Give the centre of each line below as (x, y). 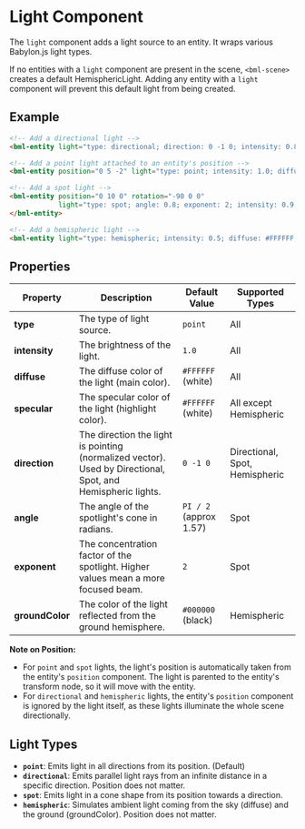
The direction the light (125, 435)
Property (42, 298)
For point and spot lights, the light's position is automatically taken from (157, 667)
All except (251, 403)
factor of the (105, 555)
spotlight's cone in (118, 518)
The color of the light (123, 604)
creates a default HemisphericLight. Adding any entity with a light (134, 78)
